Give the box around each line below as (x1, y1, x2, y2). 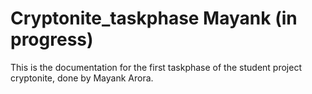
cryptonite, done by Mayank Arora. (10, 72, 154, 84)
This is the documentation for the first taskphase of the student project (10, 61, 302, 73)
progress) (10, 28, 94, 51)
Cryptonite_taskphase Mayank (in (10, 7, 298, 30)
